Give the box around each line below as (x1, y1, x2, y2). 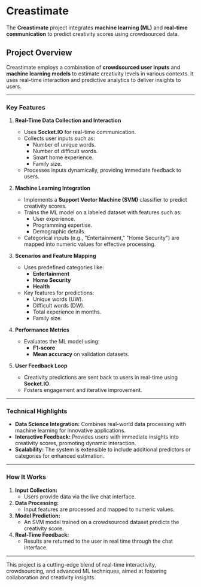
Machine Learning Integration (14, 184, 91, 192)
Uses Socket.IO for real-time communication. (23, 129, 136, 136)
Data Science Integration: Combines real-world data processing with (14, 421, 187, 428)
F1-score (32, 344, 56, 351)
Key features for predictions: (23, 289, 95, 297)
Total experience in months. (32, 308, 102, 315)
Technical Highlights (6, 407, 68, 415)
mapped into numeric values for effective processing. (23, 241, 156, 248)
